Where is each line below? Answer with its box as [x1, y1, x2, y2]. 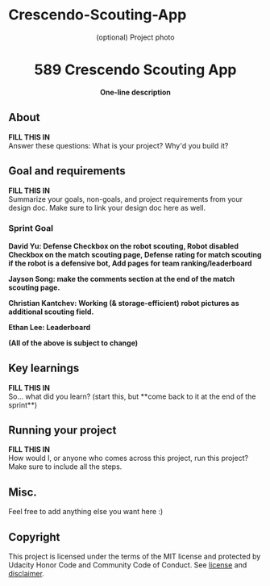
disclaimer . [8, 569, 44, 579]
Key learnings [8, 362, 80, 375]
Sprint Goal [8, 223, 54, 234]
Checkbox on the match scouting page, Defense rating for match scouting [8, 249, 262, 259]
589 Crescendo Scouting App [34, 61, 237, 79]
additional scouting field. [8, 307, 94, 316]
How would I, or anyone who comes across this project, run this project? [8, 454, 248, 463]
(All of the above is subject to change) [8, 337, 139, 348]
